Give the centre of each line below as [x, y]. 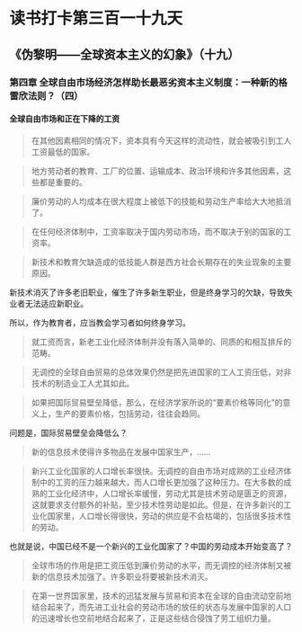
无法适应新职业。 [56, 303]
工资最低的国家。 [63, 151]
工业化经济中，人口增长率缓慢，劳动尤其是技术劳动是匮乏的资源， [169, 493]
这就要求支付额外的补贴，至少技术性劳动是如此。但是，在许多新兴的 [157, 504]
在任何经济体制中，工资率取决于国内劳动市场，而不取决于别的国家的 [157, 231]
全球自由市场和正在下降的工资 [64, 119]
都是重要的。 [63, 182]
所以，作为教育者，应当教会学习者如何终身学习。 [100, 322]
